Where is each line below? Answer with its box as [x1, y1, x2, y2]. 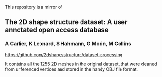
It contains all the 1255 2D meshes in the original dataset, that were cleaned [5, 61, 157, 67]
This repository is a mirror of [5, 4, 62, 10]
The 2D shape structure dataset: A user [5, 18, 128, 26]
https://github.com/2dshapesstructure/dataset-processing [5, 51, 123, 58]
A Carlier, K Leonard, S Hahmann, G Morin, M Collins [5, 40, 132, 47]
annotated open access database [5, 26, 109, 34]
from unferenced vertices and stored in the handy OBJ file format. [5, 66, 138, 72]
